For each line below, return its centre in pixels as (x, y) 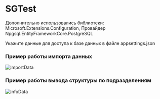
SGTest (21, 9)
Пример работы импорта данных (49, 56)
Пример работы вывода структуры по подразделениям (78, 80)
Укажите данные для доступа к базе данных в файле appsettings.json (80, 43)
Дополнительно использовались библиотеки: (55, 23)
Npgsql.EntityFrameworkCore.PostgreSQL (49, 33)
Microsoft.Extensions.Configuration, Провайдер (55, 28)
